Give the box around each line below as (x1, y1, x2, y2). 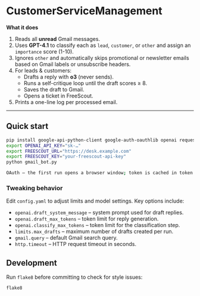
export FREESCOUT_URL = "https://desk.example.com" (6, 148, 132, 154)
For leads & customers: (14, 67, 72, 74)
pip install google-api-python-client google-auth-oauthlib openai (6, 137, 177, 143)
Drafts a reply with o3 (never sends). (23, 73, 114, 80)
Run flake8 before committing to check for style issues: (6, 273, 143, 281)
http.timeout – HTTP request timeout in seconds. (14, 241, 137, 248)
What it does (6, 24, 39, 31)
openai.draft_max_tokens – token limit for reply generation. (14, 215, 159, 222)
